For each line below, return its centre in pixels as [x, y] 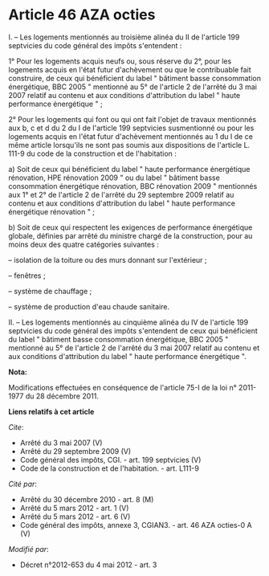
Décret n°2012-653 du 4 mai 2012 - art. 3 [88, 565]
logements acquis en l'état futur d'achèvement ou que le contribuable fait [130, 69]
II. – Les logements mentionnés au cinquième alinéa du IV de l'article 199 [128, 322]
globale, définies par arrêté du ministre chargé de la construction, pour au [130, 235]
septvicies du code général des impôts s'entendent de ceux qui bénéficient [133, 330]
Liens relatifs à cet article [51, 411]
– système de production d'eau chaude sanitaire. [89, 306]
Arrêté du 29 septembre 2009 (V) [75, 451]
